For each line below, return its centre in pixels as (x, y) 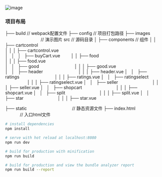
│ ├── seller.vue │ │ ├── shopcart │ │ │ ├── (71, 88)
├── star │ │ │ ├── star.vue (51, 98)
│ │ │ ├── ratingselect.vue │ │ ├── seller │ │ (93, 82)
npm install (17, 129)
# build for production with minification (50, 151)
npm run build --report (30, 170)
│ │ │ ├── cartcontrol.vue (32, 50)
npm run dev (17, 142)
